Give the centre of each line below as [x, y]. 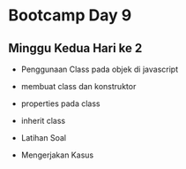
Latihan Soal [44, 138]
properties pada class [60, 104]
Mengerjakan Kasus [57, 155]
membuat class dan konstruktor [78, 86]
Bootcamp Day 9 [70, 15]
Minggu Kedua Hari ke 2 [75, 48]
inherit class [43, 121]
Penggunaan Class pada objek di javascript [99, 69]
